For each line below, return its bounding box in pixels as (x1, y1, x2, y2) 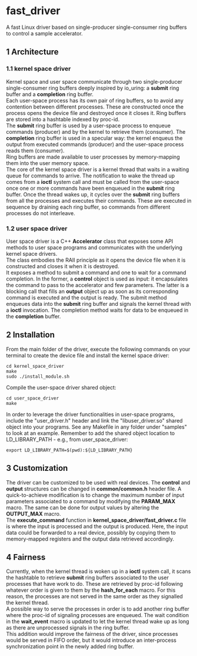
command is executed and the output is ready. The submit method (6, 294, 168, 301)
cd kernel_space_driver (6, 363, 65, 369)
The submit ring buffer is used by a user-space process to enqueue (6, 122, 171, 129)
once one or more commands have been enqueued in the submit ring (6, 184, 175, 192)
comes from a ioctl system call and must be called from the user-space (6, 178, 179, 185)
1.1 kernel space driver (6, 65, 71, 73)
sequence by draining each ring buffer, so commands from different (6, 203, 171, 210)
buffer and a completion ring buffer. (6, 90, 94, 98)
